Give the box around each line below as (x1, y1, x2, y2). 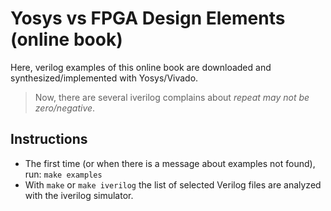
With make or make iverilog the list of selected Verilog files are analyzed (24, 178, 322, 191)
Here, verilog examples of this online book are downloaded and (10, 61, 272, 73)
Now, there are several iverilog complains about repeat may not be (34, 91, 310, 103)
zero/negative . (34, 102, 96, 114)
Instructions (10, 131, 88, 148)
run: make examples (24, 168, 103, 180)
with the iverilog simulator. (24, 189, 134, 201)
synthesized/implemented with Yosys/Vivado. (10, 72, 199, 84)
